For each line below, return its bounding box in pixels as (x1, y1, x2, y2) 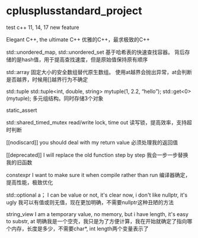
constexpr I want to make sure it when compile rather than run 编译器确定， (6, 171, 191, 178)
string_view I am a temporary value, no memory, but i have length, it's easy (6, 210, 189, 217)
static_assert (6, 107, 37, 114)
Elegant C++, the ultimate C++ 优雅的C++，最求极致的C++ (6, 36, 150, 43)
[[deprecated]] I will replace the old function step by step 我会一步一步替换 (6, 151, 189, 158)
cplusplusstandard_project (6, 4, 142, 18)
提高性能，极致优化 (6, 179, 53, 186)
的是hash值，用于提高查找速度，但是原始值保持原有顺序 (11, 56, 148, 63)
